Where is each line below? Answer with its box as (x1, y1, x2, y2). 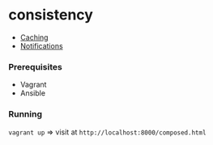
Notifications (19, 41, 63, 50)
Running (8, 109, 43, 120)
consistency (8, 6, 93, 24)
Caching (19, 32, 49, 42)
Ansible (19, 88, 46, 98)
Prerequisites (8, 61, 62, 72)
